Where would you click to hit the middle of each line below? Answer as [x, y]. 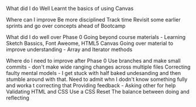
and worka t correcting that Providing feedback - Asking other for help [91, 85]
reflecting [18, 98]
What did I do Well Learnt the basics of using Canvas [70, 8]
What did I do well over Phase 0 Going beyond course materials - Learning [96, 37]
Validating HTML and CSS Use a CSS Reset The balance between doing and [98, 92]
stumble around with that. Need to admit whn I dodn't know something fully [97, 79]
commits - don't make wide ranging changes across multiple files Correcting [98, 67]
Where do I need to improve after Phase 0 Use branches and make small [93, 61]
